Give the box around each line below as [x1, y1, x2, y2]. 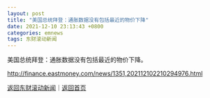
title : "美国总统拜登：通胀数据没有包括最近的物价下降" [7, 17, 149, 23]
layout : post [7, 10, 45, 17]
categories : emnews [7, 29, 64, 37]
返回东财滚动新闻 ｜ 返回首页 [7, 84, 87, 92]
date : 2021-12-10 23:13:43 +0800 [7, 23, 104, 30]
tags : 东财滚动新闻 [7, 36, 58, 43]
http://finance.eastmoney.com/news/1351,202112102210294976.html [7, 70, 203, 78]
